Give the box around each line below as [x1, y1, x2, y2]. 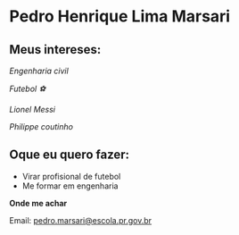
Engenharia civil [9, 65, 69, 76]
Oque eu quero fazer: [9, 147, 130, 163]
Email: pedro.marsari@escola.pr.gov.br [9, 214, 152, 225]
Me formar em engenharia [21, 180, 119, 191]
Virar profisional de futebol [21, 171, 121, 181]
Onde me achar [9, 197, 68, 208]
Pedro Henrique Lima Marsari [9, 6, 230, 27]
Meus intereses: [9, 42, 102, 57]
